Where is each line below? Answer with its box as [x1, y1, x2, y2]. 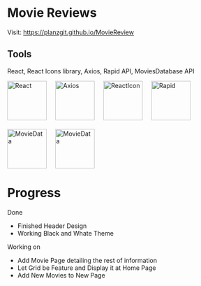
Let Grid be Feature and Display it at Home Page [17, 264, 156, 272]
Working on [7, 243, 40, 251]
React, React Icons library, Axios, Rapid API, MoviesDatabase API [7, 66, 195, 75]
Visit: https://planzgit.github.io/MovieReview [7, 28, 135, 36]
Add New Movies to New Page [17, 271, 106, 279]
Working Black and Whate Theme [17, 229, 114, 237]
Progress [7, 185, 61, 201]
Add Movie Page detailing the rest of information [17, 256, 158, 264]
